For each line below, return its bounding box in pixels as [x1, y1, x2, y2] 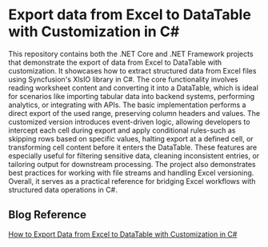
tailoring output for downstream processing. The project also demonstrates [8, 159, 256, 169]
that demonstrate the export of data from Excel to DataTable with [8, 58, 222, 67]
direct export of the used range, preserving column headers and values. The [8, 108, 261, 118]
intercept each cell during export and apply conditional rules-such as [8, 125, 236, 135]
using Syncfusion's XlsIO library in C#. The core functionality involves [8, 74, 238, 84]
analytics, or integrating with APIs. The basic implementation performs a [8, 100, 246, 110]
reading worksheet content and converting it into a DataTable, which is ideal [8, 82, 258, 93]
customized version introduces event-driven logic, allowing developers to [8, 117, 250, 126]
